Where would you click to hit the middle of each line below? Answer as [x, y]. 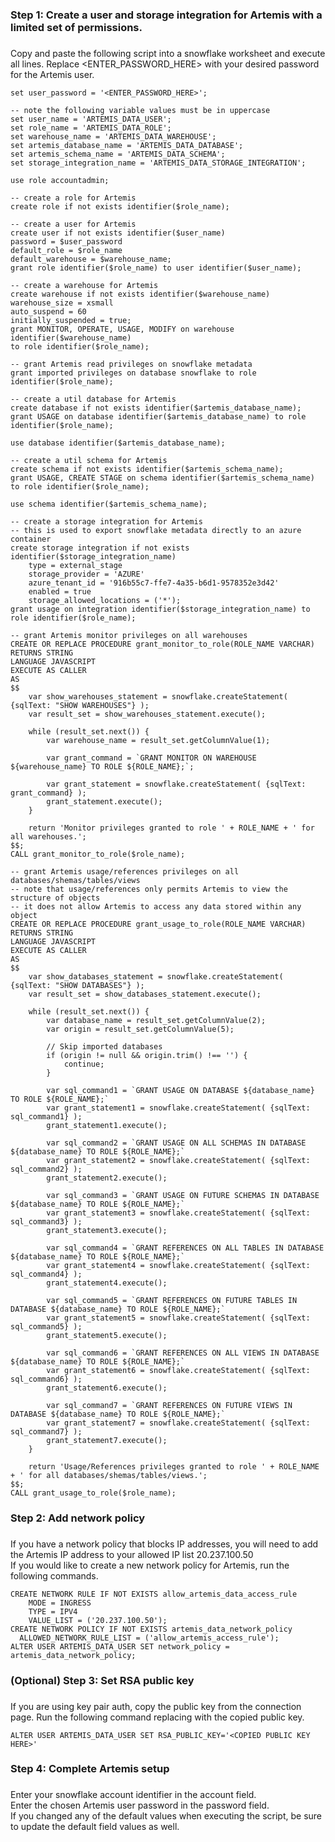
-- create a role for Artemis [73, 198]
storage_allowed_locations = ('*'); [105, 600]
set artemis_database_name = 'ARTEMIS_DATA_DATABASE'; [127, 145]
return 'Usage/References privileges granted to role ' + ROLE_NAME [174, 1466]
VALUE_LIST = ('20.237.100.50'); [98, 1620]
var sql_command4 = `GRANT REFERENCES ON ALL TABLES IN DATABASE [185, 1248]
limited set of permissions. [76, 27]
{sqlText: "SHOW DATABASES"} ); [77, 985]
